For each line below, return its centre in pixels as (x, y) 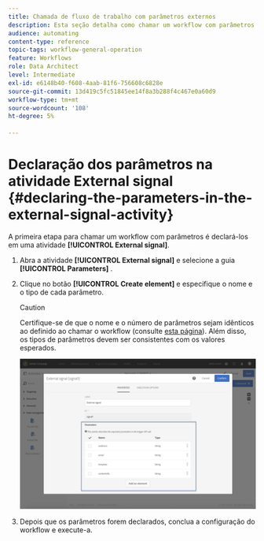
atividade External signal (91, 182)
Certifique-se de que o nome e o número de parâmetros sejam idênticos (137, 322)
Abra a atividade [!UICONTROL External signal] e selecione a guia (127, 260)
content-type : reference (49, 42)
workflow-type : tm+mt (44, 100)
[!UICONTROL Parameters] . (66, 269)
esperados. (38, 347)
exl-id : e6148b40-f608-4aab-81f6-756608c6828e (86, 83)
